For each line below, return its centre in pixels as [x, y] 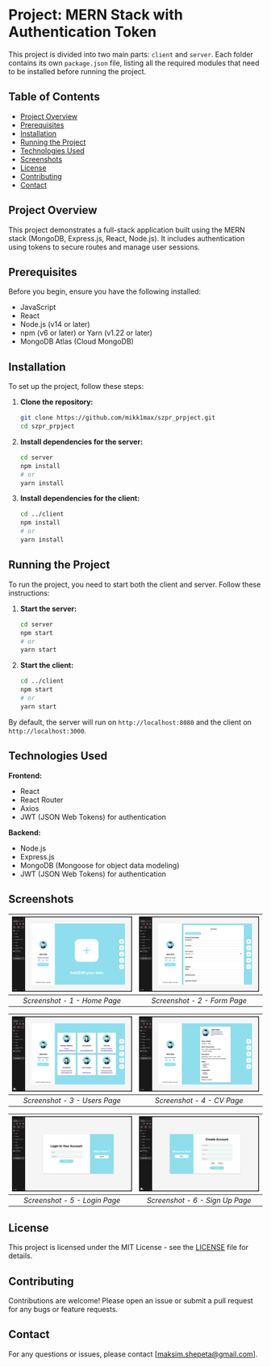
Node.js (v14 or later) [55, 324]
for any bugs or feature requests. [63, 1309]
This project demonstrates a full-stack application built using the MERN [127, 230]
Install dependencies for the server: [81, 441]
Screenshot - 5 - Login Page [72, 1200]
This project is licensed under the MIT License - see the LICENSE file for [128, 1248]
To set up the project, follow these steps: [76, 387]
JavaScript [38, 307]
